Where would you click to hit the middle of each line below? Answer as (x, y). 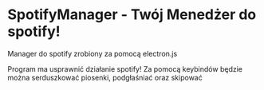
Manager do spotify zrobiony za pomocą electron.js (93, 53)
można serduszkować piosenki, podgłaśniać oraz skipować (105, 77)
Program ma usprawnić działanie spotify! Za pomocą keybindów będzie (125, 68)
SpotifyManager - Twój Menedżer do (132, 15)
